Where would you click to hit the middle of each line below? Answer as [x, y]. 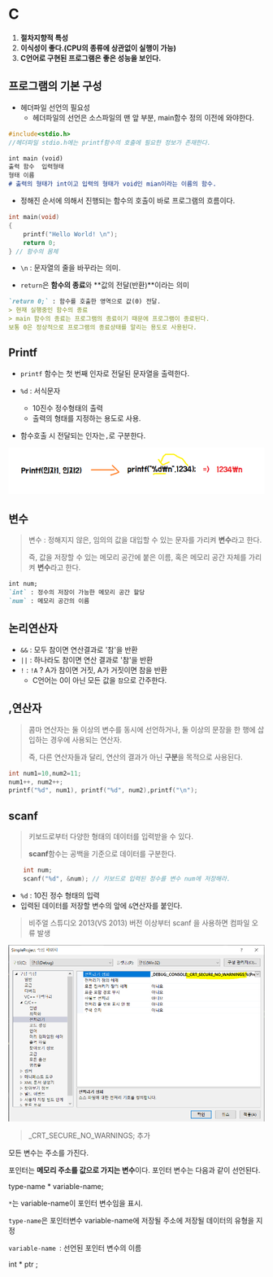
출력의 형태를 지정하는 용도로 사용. [87, 418]
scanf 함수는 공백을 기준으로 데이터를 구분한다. [102, 854]
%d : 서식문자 [40, 391]
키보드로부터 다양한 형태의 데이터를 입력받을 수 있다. [110, 837]
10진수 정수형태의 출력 [67, 408]
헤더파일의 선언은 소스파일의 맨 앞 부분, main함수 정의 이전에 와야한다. [143, 117]
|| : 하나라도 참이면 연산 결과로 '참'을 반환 [87, 659]
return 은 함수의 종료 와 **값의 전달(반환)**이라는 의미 [104, 285]
